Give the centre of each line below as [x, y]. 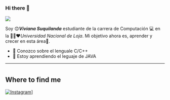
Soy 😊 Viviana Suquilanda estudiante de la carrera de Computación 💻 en [83, 29]
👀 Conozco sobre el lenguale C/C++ [50, 51]
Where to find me [33, 80]
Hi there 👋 [18, 8]
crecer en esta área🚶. [28, 41]
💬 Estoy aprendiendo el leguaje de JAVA [54, 56]
